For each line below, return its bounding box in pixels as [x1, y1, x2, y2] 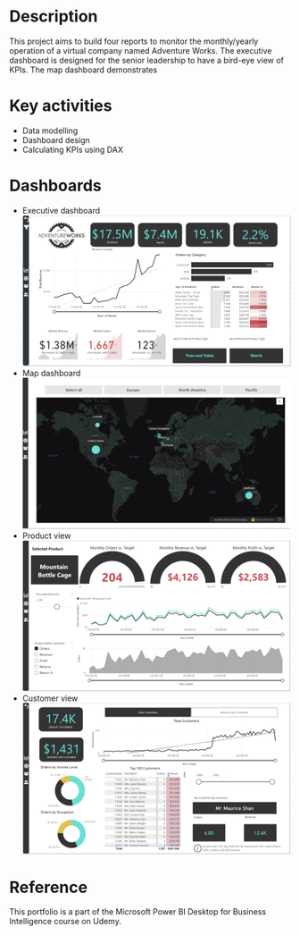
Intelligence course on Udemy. [9, 916, 122, 927]
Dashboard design [21, 134, 91, 145]
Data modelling [21, 125, 79, 136]
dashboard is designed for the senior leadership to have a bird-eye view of [9, 55, 284, 65]
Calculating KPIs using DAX [21, 144, 123, 155]
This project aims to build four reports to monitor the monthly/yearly [9, 36, 259, 46]
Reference [9, 877, 87, 897]
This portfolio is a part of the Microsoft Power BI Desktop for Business [9, 906, 266, 917]
